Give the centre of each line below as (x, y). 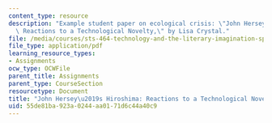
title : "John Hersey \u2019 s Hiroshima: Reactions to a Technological (128, 99)
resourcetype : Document (49, 91)
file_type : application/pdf (56, 46)
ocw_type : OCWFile (39, 69)
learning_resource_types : (52, 53)
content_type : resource (49, 16)
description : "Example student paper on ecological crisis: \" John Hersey (137, 23)
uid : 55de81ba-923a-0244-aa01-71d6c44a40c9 (83, 106)
